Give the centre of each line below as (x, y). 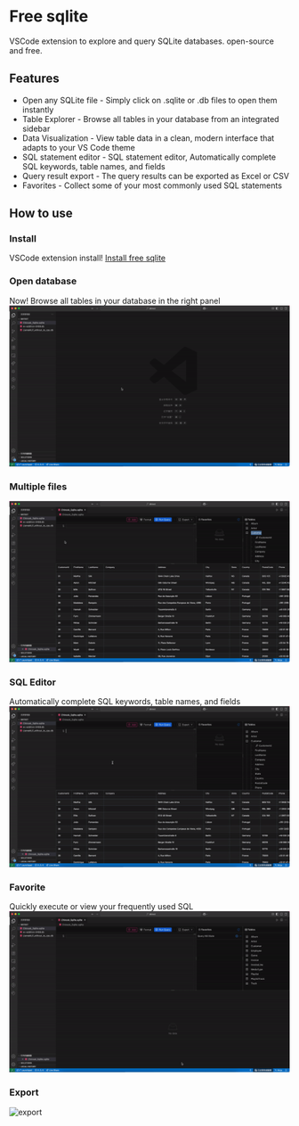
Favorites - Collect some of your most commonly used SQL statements (152, 185)
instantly (38, 110)
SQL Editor (32, 682)
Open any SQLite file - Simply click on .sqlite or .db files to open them (149, 100)
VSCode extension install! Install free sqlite (88, 258)
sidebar (36, 128)
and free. (26, 50)
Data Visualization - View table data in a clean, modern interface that (148, 138)
